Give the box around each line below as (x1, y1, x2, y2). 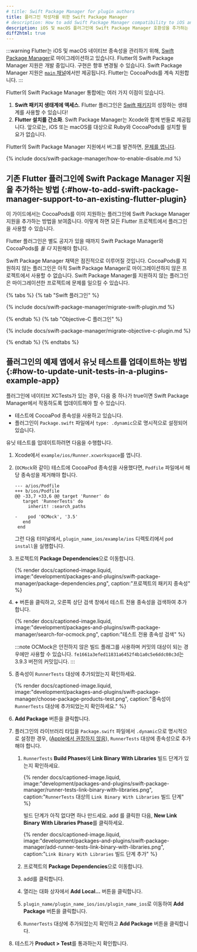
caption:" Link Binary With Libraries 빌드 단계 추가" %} (23, 850, 158, 857)
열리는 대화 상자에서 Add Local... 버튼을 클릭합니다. (23, 887, 143, 895)
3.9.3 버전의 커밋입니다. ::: (14, 658, 75, 665)
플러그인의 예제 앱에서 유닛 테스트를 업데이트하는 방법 (6, 357, 188, 367)
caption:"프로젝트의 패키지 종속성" (111, 580, 191, 587)
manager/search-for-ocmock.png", (14, 631, 100, 638)
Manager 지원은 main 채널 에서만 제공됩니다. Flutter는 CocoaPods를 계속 (6, 69, 174, 76)
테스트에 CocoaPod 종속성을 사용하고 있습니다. (14, 412, 123, 419)
